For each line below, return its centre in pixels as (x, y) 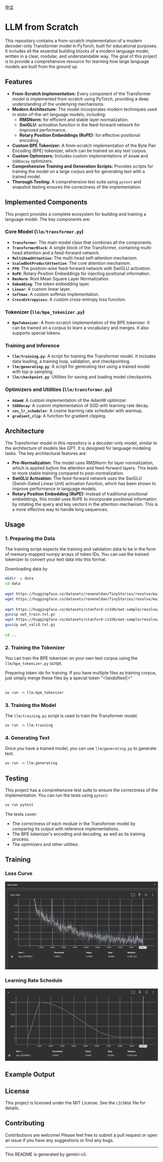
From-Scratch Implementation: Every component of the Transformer (81, 94)
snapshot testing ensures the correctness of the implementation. (77, 187)
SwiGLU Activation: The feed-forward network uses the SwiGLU (77, 478)
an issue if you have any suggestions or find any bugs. (59, 1140)
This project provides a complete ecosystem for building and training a (76, 214)
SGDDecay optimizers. (33, 161)
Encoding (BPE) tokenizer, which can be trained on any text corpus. (79, 151)
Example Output (30, 1074)
